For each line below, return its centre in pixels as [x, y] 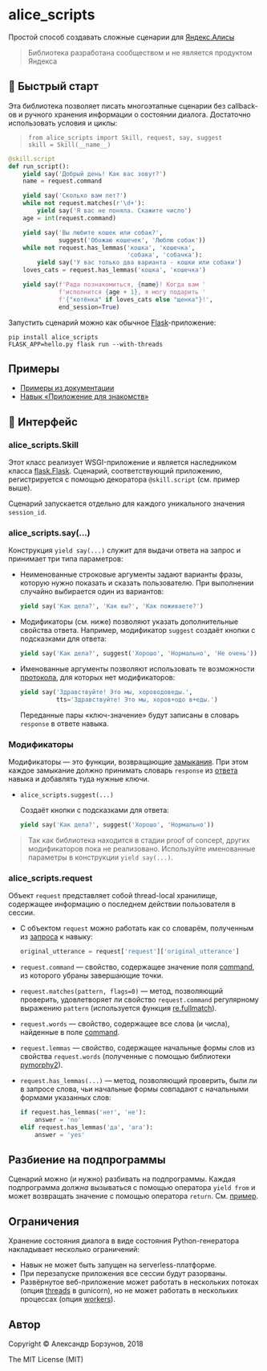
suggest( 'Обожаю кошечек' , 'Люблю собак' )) [132, 240]
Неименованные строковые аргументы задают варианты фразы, [131, 575]
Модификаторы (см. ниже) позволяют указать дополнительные [129, 622]
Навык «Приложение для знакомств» [84, 396]
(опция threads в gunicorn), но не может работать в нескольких [129, 1291]
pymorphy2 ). [41, 1065]
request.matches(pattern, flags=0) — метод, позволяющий [121, 991]
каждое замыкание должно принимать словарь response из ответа [123, 770]
